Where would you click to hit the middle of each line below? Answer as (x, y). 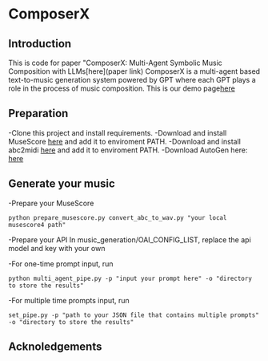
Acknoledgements (55, 347)
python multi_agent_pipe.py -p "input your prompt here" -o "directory (130, 278)
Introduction (40, 44)
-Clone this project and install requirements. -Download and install (118, 132)
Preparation (38, 114)
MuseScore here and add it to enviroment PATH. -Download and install (125, 141)
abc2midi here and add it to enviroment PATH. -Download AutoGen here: (128, 150)
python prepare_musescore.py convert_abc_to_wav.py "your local (118, 217)
